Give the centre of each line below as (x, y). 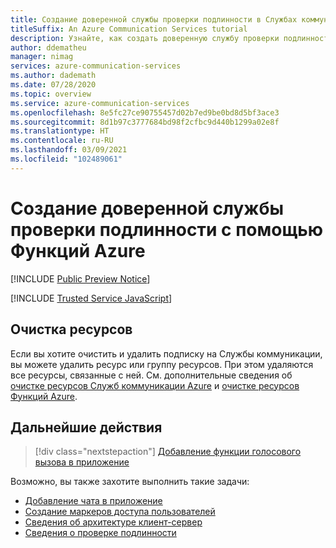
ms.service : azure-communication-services (100, 103)
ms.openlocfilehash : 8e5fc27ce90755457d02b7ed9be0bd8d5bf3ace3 (145, 112)
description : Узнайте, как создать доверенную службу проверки (145, 38)
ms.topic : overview (51, 94)
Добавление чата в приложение (93, 501)
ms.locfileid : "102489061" (66, 159)
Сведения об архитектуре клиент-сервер (113, 522)
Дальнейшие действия (86, 427)
